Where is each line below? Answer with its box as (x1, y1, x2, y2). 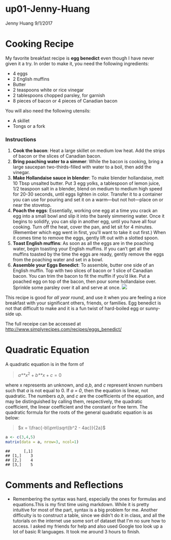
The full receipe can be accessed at (5, 321, 81, 327)
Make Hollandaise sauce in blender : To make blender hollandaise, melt (12, 175, 164, 181)
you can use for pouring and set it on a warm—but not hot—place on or (12, 197, 164, 203)
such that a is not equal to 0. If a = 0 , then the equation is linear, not (5, 387, 148, 393)
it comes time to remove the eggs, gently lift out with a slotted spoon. (12, 235, 159, 241)
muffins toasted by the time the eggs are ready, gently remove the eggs (12, 251, 164, 257)
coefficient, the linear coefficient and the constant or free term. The (5, 403, 148, 410)
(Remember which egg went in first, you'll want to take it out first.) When (12, 229, 166, 236)
